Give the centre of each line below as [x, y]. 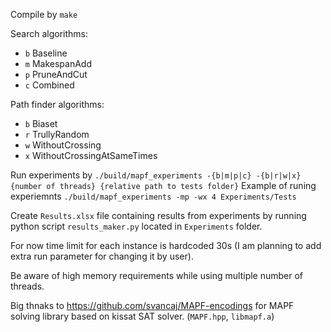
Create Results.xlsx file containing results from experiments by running [158, 215]
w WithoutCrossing [63, 145]
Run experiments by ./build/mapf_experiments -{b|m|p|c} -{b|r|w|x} [156, 175]
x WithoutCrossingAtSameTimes [91, 155]
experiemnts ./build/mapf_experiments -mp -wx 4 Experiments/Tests [153, 196]
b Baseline [46, 53]
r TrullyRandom [57, 134]
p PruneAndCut [56, 74]
